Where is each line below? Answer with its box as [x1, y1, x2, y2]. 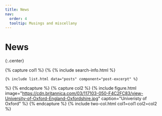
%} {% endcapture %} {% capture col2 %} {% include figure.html [5, 85, 137, 91]
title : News [5, 7, 29, 12]
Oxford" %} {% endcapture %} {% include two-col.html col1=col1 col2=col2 [5, 101, 157, 107]
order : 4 [9, 16, 27, 21]
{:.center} [5, 58, 24, 64]
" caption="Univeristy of [98, 96, 147, 101]
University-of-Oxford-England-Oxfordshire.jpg [5, 96, 98, 101]
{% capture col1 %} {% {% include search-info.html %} [5, 67, 116, 73]
